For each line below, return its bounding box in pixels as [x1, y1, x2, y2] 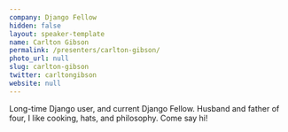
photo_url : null [9, 54, 69, 63]
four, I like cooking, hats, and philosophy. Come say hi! [9, 113, 208, 123]
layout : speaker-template [9, 29, 105, 38]
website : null [9, 79, 62, 88]
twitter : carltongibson [9, 71, 97, 80]
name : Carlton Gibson [9, 37, 90, 47]
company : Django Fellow [9, 12, 97, 22]
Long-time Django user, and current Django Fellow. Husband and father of [9, 103, 280, 113]
